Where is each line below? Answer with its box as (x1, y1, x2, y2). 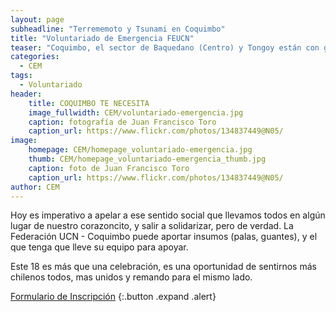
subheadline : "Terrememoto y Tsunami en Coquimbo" (10, 24, 226, 34)
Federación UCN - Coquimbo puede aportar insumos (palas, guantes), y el (10, 231, 318, 243)
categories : (10, 52, 60, 62)
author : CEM (10, 182, 60, 192)
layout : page (10, 14, 65, 25)
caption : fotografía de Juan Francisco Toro (28, 117, 217, 127)
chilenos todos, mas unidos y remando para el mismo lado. (10, 271, 253, 283)
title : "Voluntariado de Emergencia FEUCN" (10, 33, 195, 43)
